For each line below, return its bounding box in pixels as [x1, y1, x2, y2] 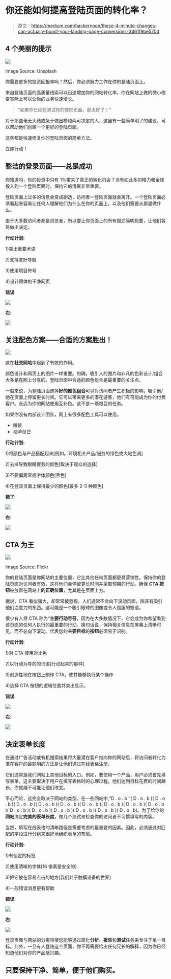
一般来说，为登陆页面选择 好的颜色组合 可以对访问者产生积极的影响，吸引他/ [5, 388, 163, 394]
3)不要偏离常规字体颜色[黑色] [5, 472, 67, 478]
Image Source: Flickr [5, 564, 49, 570]
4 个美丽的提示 [5, 44, 52, 53]
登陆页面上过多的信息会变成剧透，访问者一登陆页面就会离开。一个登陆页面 [5, 194, 161, 200]
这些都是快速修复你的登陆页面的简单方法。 [5, 135, 95, 141]
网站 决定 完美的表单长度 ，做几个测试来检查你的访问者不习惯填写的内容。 [5, 814, 157, 819]
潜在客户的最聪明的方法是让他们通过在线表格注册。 [5, 761, 112, 767]
